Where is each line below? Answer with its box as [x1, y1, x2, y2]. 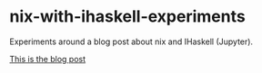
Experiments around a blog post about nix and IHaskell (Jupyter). [9, 36, 253, 47]
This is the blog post [9, 53, 86, 64]
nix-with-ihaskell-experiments [9, 6, 246, 27]
